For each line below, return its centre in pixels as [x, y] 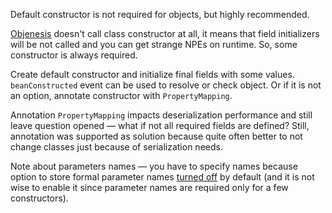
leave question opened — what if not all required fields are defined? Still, [160, 125]
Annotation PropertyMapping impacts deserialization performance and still [161, 115]
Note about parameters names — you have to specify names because [154, 166]
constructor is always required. [74, 55]
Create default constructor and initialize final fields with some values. [152, 74]
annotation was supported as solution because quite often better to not [156, 136]
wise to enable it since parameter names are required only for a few [149, 187]
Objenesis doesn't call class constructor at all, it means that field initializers [165, 33]
